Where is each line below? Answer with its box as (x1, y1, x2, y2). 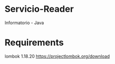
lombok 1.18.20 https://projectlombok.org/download (4, 53, 110, 59)
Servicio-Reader (4, 3, 74, 15)
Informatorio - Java (4, 20, 44, 26)
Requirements (4, 37, 64, 48)
